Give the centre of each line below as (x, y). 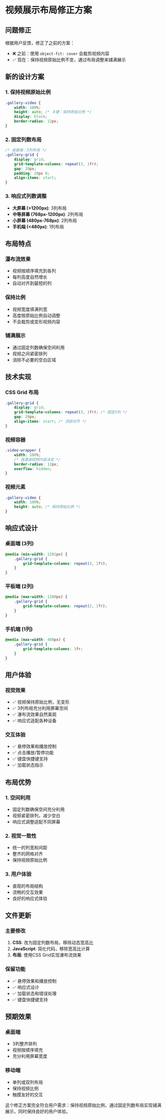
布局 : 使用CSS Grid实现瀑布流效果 (47, 955)
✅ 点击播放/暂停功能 (33, 752)
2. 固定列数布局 (24, 140)
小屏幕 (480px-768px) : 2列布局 (45, 220)
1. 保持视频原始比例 (28, 92)
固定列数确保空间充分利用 (38, 810)
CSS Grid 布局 (22, 392)
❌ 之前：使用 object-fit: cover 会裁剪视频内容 (61, 53)
